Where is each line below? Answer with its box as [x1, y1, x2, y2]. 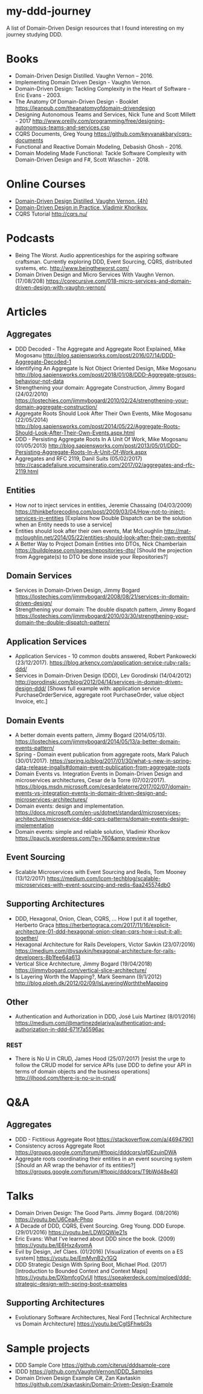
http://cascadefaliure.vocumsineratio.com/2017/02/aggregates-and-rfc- [14, 461, 195, 469]
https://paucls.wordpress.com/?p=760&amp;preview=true [14, 834, 160, 842]
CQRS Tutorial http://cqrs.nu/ [14, 210, 88, 217]
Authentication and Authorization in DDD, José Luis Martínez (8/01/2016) [14, 1013, 196, 1020]
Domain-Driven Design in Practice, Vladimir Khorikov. [14, 203, 148, 211]
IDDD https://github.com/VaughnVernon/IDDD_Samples [14, 1368, 153, 1375]
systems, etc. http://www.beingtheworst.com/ [14, 264, 130, 271]
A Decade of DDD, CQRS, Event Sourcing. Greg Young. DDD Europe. [14, 1222, 185, 1230]
